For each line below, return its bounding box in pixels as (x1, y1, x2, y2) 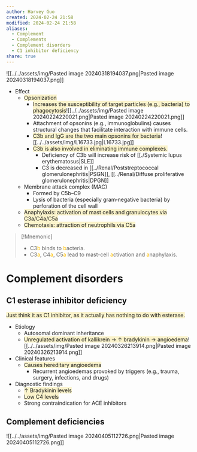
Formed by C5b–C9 (32, 189, 81, 196)
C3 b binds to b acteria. (29, 244, 85, 251)
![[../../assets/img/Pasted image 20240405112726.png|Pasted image (6, 432, 175, 440)
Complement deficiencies (6, 417, 105, 427)
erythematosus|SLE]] (41, 157, 95, 165)
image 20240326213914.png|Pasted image (84, 342, 191, 349)
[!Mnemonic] (20, 233, 53, 240)
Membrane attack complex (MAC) (23, 183, 108, 190)
